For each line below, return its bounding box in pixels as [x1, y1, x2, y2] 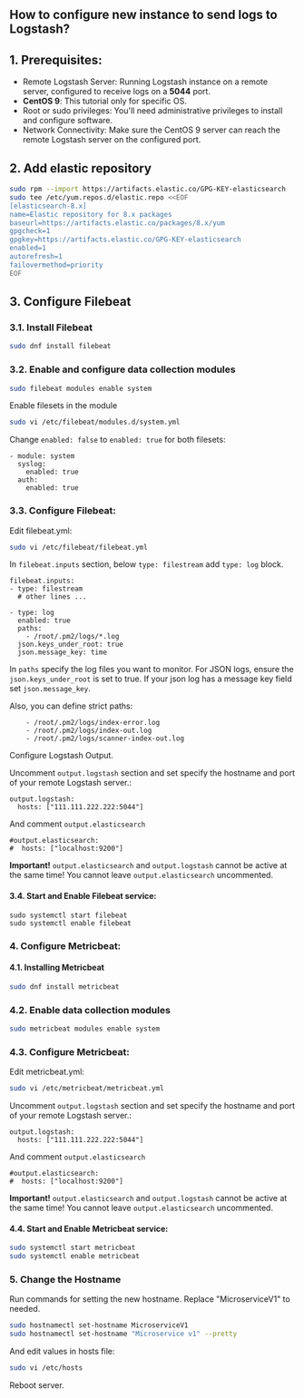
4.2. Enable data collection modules [9, 1003, 171, 1016]
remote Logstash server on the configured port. [22, 134, 201, 145]
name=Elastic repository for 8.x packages [9, 210, 172, 219]
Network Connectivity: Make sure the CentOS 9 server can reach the [22, 124, 281, 135]
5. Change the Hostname [9, 1273, 122, 1286]
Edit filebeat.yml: [9, 525, 73, 536]
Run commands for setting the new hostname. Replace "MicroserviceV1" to [9, 1294, 290, 1305]
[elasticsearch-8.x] [9, 201, 88, 210]
